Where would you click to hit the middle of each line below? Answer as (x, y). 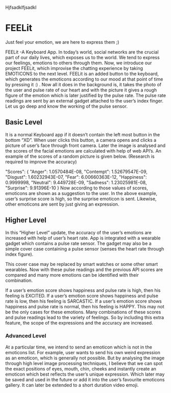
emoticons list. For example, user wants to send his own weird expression (83, 352)
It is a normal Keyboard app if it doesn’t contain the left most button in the (83, 134)
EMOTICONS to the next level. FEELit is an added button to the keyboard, (82, 73)
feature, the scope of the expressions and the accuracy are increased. (79, 323)
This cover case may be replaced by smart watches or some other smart (82, 264)
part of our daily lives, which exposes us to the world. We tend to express (82, 57)
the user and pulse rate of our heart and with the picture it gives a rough (81, 90)
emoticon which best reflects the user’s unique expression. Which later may (85, 374)
